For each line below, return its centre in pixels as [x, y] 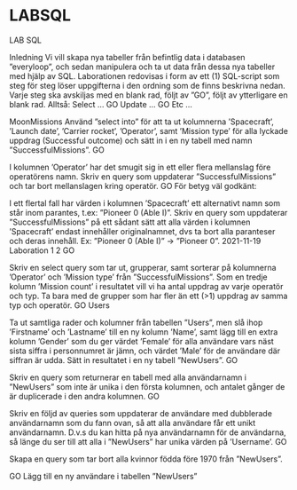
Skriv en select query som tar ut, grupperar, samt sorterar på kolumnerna [143, 267]
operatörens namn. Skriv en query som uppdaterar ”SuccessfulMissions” [143, 176]
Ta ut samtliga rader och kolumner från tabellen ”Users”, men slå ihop [136, 322]
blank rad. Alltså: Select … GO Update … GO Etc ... [101, 104]
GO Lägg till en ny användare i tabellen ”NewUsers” [103, 476]
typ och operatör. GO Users [60, 305]
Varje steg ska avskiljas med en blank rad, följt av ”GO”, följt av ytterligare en [148, 95]
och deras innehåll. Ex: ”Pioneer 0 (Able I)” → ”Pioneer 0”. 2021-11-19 [135, 241]
